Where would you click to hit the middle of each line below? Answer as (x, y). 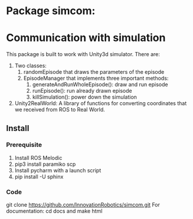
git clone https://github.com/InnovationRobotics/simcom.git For (83, 205)
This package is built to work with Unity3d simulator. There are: (83, 54)
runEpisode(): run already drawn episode (82, 91)
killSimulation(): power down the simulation (85, 97)
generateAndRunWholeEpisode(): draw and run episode (100, 84)
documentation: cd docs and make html (54, 211)
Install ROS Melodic (38, 158)
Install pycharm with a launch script (58, 170)
